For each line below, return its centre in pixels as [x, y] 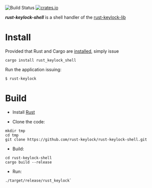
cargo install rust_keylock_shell [41, 60]
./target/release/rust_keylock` [38, 181]
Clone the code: [29, 121]
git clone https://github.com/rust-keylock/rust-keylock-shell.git [76, 139]
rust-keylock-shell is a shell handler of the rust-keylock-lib [66, 17]
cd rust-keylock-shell [28, 158]
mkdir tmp [15, 131]
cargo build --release [28, 162]
